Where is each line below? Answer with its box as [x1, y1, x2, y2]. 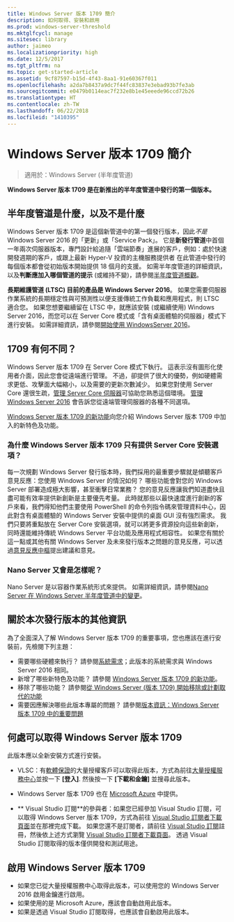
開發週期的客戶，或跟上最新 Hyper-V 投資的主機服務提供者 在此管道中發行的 [7, 254, 226, 262]
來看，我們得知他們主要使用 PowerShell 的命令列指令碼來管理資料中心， [13, 502, 220, 511]
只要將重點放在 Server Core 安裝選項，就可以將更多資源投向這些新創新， [13, 520, 223, 528]
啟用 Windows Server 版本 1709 [7, 861, 146, 873]
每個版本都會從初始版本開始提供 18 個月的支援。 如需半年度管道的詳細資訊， [7, 262, 226, 270]
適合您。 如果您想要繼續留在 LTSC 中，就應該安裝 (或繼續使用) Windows [7, 303, 214, 312]
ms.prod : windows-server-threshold [7, 23, 111, 30]
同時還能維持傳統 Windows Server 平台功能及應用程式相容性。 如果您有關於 [7, 529, 225, 537]
